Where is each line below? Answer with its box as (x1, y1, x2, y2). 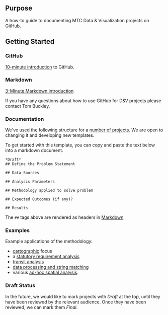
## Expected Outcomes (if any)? (5, 197, 73, 202)
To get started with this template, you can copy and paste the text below (5, 142, 155, 148)
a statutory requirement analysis (12, 254, 79, 260)
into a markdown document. (5, 147, 64, 153)
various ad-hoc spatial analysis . (12, 269, 79, 276)
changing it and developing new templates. (5, 132, 95, 138)
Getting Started (5, 37, 55, 46)
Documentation (5, 115, 44, 122)
